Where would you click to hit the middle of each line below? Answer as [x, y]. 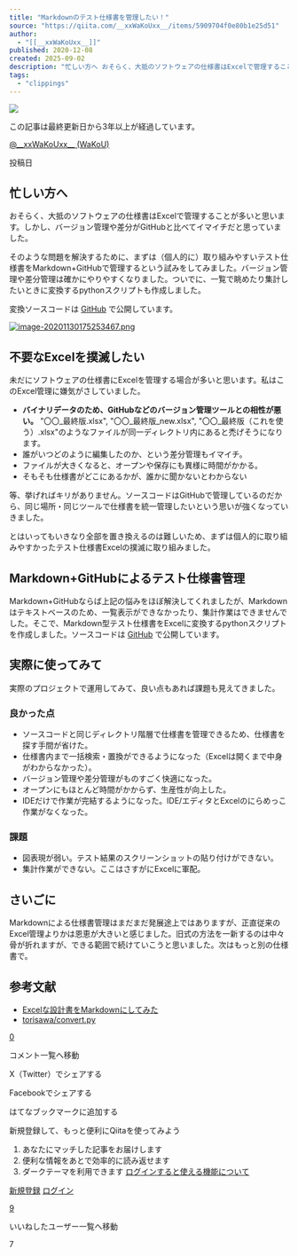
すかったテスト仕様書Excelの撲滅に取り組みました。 [120, 547]
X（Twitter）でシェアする [56, 1074]
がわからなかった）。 [59, 767]
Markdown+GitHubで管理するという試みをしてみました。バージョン [157, 268]
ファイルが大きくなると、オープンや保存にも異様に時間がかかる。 [142, 466]
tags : [19, 75]
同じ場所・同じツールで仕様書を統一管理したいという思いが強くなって [153, 506]
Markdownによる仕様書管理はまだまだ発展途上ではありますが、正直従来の [145, 922]
